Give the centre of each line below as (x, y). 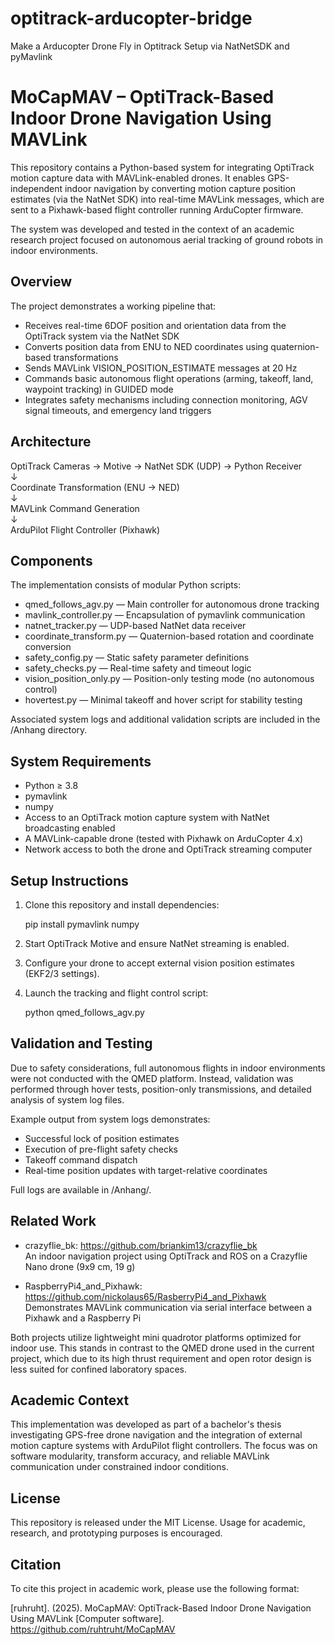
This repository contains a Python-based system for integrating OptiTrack (162, 167)
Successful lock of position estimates (102, 1138)
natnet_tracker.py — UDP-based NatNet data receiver (135, 626)
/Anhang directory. (49, 730)
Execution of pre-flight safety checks (101, 1149)
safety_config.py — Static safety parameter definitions (137, 658)
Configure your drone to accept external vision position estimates (159, 963)
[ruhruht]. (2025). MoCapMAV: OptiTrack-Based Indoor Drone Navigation (161, 1608)
